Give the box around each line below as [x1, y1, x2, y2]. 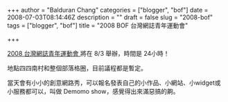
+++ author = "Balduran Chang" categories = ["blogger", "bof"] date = [7, 6, 209, 14]
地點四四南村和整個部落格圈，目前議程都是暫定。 [7, 64, 147, 72]
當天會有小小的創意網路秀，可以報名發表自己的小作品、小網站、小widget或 [7, 79, 221, 87]
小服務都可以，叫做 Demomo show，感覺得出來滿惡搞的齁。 [7, 88, 179, 95]
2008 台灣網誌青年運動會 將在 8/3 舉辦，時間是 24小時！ [7, 50, 170, 57]
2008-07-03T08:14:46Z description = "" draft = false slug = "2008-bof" [7, 13, 213, 21]
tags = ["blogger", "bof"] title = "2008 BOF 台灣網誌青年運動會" [7, 21, 188, 30]
